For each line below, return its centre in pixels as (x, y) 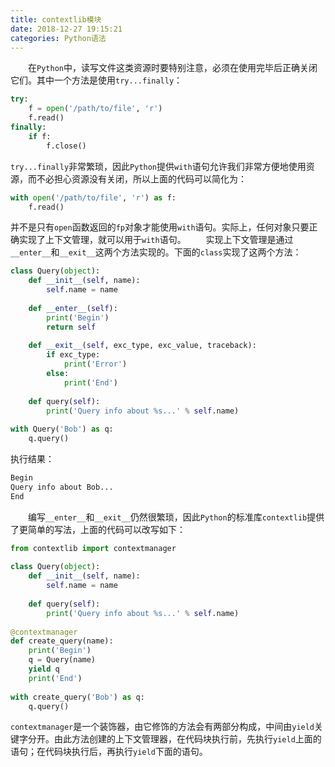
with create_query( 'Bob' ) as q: (77, 697)
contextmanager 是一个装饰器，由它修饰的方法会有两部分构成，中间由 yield (162, 727)
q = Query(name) (62, 660)
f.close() (66, 146)
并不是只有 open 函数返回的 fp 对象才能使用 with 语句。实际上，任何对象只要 (160, 227)
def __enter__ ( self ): (73, 308)
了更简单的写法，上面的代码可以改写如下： (98, 529)
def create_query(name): (62, 641)
